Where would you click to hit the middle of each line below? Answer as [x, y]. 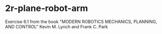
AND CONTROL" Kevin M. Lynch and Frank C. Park [57, 26]
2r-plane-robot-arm [47, 8]
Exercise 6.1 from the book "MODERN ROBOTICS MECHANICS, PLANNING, [81, 22]
